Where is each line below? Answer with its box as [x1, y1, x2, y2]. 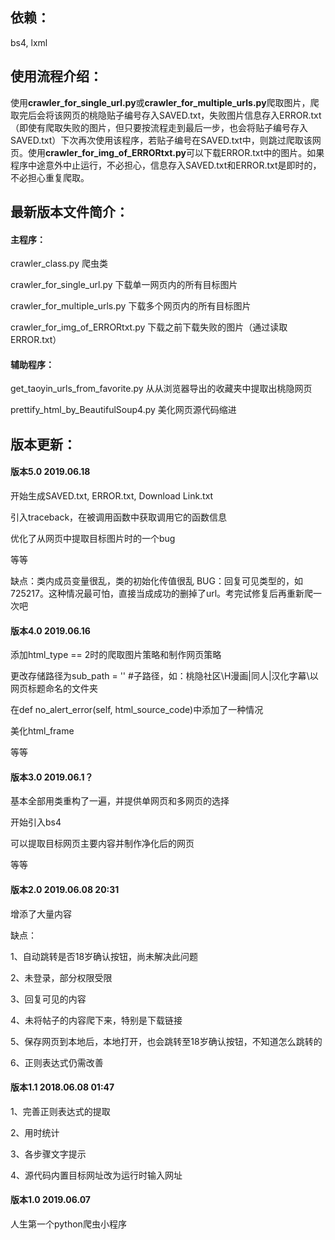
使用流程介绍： [10, 68, 103, 85]
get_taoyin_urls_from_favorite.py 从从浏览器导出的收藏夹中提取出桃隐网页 [10, 383, 313, 395]
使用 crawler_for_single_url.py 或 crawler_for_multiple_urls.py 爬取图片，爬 [10, 96, 320, 108]
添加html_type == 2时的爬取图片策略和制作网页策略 [10, 649, 222, 661]
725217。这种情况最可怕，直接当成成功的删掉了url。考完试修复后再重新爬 [10, 588, 314, 600]
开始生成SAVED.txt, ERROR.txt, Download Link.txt [10, 490, 214, 502]
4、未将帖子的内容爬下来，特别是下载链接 [10, 1014, 183, 1026]
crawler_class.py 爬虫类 [10, 258, 108, 270]
